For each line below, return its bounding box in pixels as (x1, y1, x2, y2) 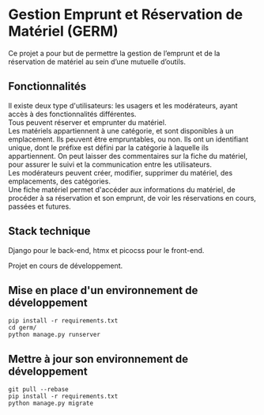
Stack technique (8, 224, 91, 238)
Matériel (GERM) (8, 22, 119, 40)
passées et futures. (8, 202, 71, 211)
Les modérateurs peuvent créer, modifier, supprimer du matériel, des (8, 168, 233, 177)
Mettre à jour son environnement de (8, 352, 189, 365)
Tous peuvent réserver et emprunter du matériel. (8, 117, 167, 127)
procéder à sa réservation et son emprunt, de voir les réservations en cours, (8, 193, 257, 202)
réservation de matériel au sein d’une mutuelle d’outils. (8, 57, 186, 66)
